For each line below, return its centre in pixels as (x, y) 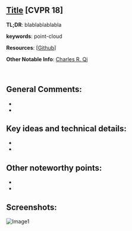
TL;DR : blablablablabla (34, 24)
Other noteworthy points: (54, 168)
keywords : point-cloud (34, 36)
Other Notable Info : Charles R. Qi (47, 59)
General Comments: (44, 89)
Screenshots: (32, 207)
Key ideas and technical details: (66, 129)
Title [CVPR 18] (35, 10)
